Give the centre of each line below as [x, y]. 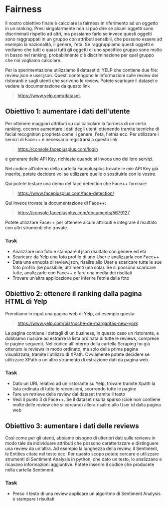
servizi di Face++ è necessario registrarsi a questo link [62, 139]
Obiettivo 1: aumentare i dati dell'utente [68, 111]
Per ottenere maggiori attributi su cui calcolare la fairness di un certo [76, 123]
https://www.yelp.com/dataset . [49, 96]
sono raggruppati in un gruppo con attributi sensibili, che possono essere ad [84, 39]
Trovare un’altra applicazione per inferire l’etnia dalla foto [71, 278]
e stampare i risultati [33, 499]
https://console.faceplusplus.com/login [58, 149]
